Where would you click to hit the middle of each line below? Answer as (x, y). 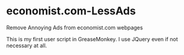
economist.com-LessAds (71, 11)
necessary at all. (27, 45)
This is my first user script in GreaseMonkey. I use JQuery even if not (92, 39)
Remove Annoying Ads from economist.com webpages (75, 27)
